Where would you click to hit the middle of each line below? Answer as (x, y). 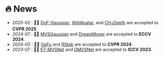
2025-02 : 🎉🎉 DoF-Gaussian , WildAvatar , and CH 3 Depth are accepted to (85, 23)
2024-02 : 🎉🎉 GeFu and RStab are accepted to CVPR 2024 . (72, 44)
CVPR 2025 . (25, 29)
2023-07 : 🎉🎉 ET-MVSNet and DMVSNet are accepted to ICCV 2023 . (82, 49)
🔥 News (21, 9)
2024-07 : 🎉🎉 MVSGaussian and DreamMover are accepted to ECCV (81, 34)
